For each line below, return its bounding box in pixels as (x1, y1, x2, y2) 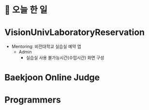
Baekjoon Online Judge (4, 72, 100, 83)
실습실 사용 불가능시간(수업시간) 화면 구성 (26, 55, 104, 61)
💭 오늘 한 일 (4, 4, 48, 16)
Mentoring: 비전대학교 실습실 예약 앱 (11, 44, 81, 49)
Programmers (4, 94, 61, 105)
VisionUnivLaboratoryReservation (4, 27, 145, 38)
